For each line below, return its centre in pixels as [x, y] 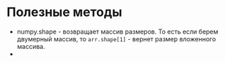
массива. [31, 46]
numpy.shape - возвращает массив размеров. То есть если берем [117, 31]
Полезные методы [64, 12]
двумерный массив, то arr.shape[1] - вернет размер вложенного [116, 38]
